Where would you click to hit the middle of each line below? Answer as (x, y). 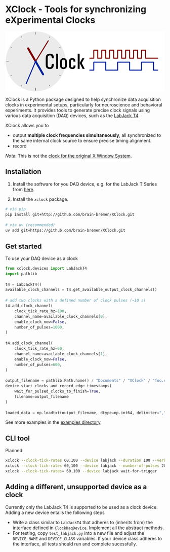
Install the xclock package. (40, 199)
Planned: (14, 451)
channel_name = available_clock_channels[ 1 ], (61, 354)
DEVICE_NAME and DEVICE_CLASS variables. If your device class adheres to (87, 538)
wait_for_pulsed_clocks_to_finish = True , (57, 391)
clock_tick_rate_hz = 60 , (39, 349)
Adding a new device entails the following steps (55, 512)
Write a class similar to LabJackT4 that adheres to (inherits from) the (83, 522)
